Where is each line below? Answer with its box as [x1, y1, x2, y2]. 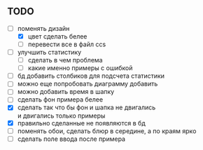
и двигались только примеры [17, 111, 106, 120]
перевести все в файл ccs [27, 40, 106, 48]
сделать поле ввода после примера [17, 135, 126, 143]
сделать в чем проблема [27, 56, 103, 64]
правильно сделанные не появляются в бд [17, 118, 146, 127]
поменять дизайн [17, 24, 70, 32]
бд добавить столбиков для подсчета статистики [17, 71, 165, 80]
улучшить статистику [17, 48, 82, 56]
